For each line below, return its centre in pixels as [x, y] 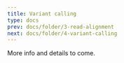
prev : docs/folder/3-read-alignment [61, 27]
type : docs [23, 20]
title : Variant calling [42, 14]
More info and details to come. [51, 53]
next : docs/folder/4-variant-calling [62, 33]
